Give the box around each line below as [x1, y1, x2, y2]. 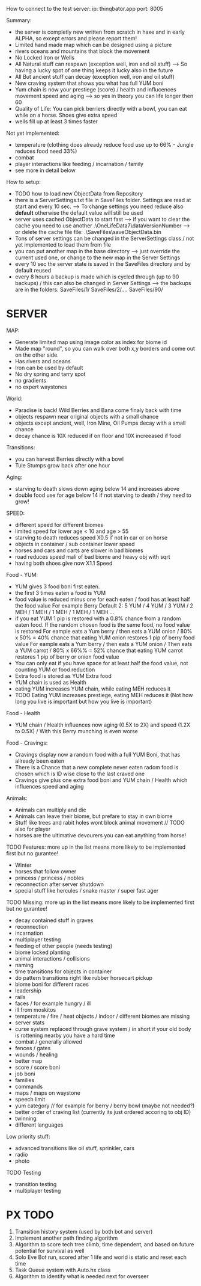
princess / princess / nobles [14, 874, 84, 881]
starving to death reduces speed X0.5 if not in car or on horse [14, 534, 168, 541]
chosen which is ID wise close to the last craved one [14, 770, 145, 777]
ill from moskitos [14, 1006, 56, 1013]
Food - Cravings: [6, 739, 48, 746]
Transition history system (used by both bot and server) [14, 1228, 153, 1235]
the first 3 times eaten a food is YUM [14, 589, 106, 596]
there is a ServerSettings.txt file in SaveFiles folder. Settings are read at [14, 197, 191, 203]
